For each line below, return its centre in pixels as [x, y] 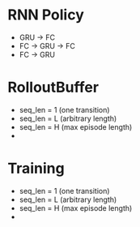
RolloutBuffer [53, 88]
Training [36, 169]
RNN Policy [46, 15]
